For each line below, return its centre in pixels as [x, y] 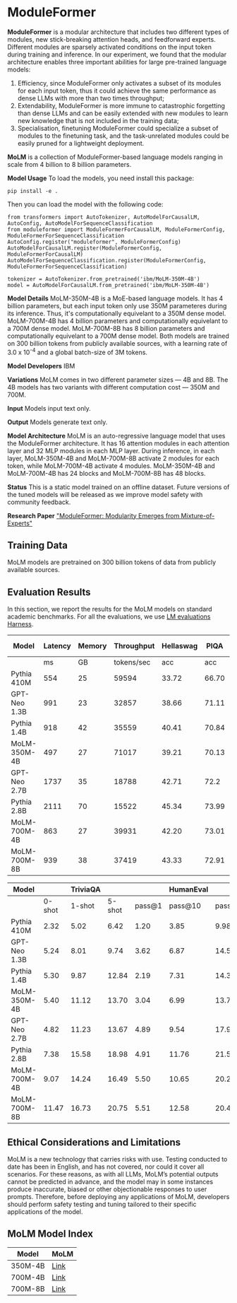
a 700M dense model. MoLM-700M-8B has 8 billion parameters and [106, 328]
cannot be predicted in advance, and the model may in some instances [110, 1182]
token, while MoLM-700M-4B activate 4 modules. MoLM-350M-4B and [111, 466]
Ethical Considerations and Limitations [94, 1142]
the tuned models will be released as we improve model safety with [105, 494]
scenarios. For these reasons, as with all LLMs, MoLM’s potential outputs [113, 1174]
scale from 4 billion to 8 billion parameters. [69, 164]
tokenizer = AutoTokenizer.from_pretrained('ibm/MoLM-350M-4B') [104, 279]
